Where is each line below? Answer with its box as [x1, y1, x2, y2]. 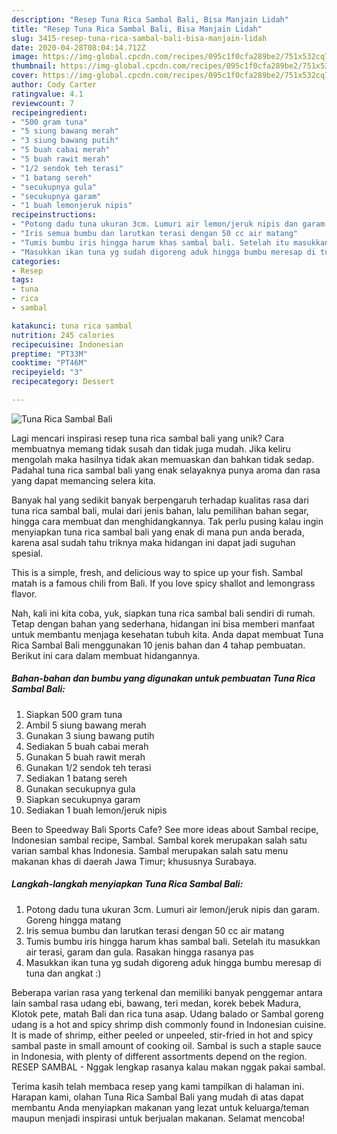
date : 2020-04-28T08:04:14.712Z [11, 42, 146, 53]
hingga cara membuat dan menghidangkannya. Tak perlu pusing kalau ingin [11, 515, 324, 527]
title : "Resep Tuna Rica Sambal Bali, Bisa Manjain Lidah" [11, 24, 263, 34]
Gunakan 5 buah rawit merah [25, 751, 146, 763]
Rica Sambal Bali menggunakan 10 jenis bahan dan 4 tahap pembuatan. [11, 639, 306, 651]
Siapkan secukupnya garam [25, 793, 141, 805]
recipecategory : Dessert [11, 377, 115, 387]
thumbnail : [11, 61, 57, 71]
